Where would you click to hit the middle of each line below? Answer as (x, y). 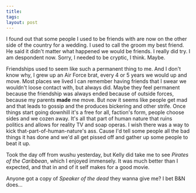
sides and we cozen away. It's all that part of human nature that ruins (89, 119)
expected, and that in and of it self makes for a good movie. (78, 167)
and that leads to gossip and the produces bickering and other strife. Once (96, 106)
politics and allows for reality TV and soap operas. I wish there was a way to (97, 125)
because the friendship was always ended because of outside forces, (90, 94)
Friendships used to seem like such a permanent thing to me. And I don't (94, 69)
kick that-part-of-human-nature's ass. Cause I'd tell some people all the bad (98, 131)
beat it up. (18, 143)
